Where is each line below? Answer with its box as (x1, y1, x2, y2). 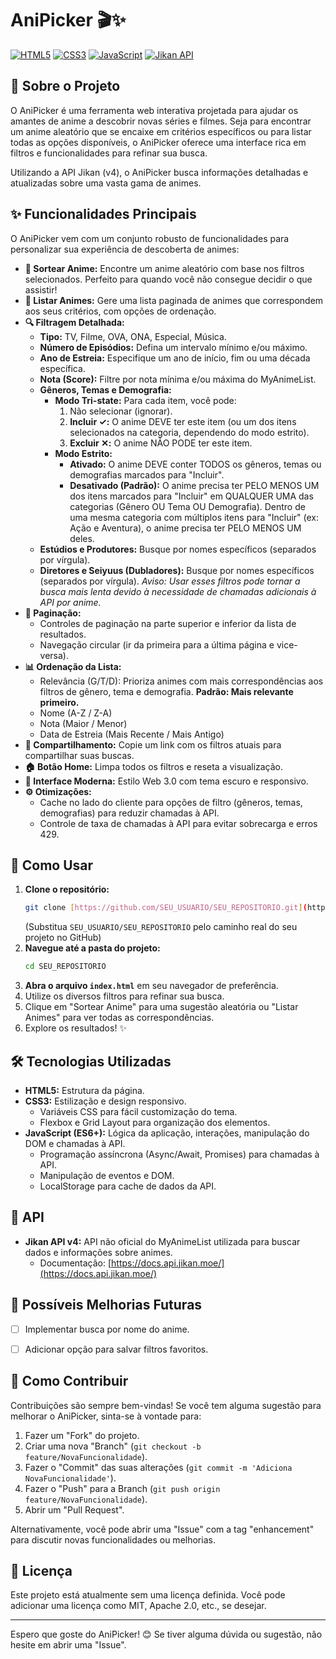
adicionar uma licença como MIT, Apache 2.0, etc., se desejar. (10, 1600, 267, 1612)
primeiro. (39, 696, 80, 708)
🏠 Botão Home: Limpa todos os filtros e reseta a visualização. (24, 760, 284, 772)
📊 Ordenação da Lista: (24, 660, 122, 672)
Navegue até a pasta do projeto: (24, 942, 161, 954)
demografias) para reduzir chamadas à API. (39, 807, 220, 819)
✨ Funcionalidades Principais (10, 206, 197, 223)
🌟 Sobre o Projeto (10, 78, 121, 95)
